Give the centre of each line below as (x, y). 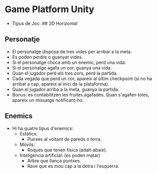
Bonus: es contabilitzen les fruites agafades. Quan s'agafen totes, (81, 94)
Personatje (22, 39)
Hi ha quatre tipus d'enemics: (43, 128)
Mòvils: (27, 144)
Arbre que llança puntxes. (54, 160)
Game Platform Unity (50, 9)
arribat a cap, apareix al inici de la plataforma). (61, 84)
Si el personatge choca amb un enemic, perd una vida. (69, 62)
